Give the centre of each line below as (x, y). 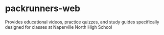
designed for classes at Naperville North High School (59, 27)
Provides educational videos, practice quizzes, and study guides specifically (82, 22)
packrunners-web (43, 9)
